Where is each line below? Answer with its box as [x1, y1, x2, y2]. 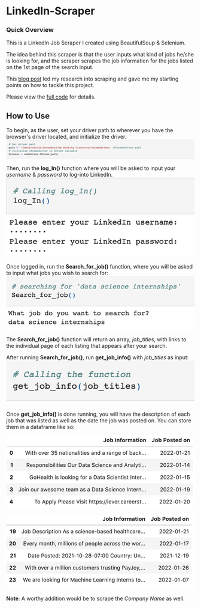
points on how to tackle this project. [6, 82, 95, 89]
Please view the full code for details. [6, 93, 96, 100]
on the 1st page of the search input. [6, 64, 94, 71]
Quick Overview [6, 26, 54, 34]
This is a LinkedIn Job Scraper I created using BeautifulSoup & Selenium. [6, 39, 186, 46]
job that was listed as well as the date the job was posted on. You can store [6, 417, 191, 424]
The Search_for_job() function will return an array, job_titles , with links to [6, 335, 187, 343]
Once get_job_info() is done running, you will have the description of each [6, 410, 190, 418]
